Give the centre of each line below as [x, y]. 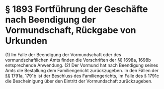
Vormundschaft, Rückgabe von [71, 30]
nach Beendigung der [50, 20]
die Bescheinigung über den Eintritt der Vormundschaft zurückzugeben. [79, 81]
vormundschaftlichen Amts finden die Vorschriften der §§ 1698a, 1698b [78, 60]
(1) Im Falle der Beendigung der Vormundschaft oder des [63, 54]
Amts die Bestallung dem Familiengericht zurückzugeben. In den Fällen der [82, 70]
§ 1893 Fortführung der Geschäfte [77, 9]
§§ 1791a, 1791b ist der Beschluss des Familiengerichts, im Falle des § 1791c [82, 76]
